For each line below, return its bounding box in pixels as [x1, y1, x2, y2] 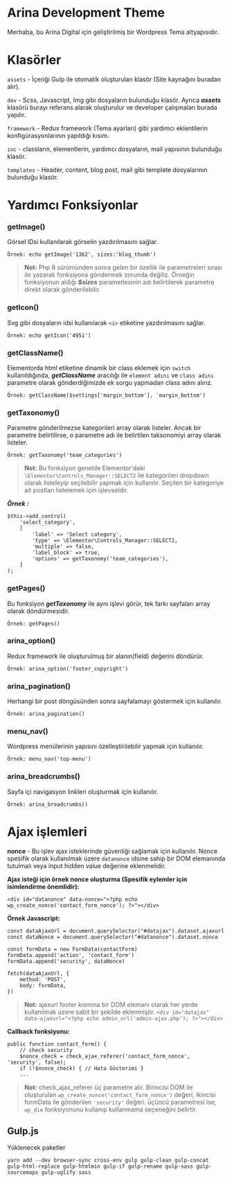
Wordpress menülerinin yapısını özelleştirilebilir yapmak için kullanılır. [7, 742, 204, 750]
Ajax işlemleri [7, 824, 88, 840]
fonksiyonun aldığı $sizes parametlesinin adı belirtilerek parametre [24, 278, 215, 286]
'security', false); [7, 1059, 67, 1066]
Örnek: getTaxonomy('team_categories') [7, 452, 123, 459]
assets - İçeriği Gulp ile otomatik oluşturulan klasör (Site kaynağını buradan [7, 75, 222, 83]
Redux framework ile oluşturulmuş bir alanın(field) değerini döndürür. [7, 652, 204, 660]
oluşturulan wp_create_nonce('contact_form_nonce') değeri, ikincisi [24, 1090, 216, 1098]
